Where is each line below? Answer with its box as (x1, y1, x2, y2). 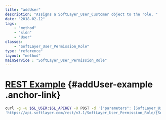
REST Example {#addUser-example (5, 79, 153, 90)
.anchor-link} (5, 89, 61, 101)
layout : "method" (5, 53, 41, 58)
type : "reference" (5, 48, 43, 53)
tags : (5, 21, 16, 26)
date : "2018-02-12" (5, 16, 45, 21)
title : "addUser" (5, 7, 41, 12)
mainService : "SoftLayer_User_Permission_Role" (5, 58, 107, 63)
